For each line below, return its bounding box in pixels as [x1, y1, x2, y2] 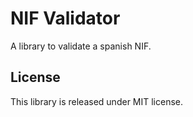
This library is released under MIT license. [10, 95, 184, 107]
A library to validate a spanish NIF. [10, 40, 152, 52]
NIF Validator [10, 7, 121, 30]
